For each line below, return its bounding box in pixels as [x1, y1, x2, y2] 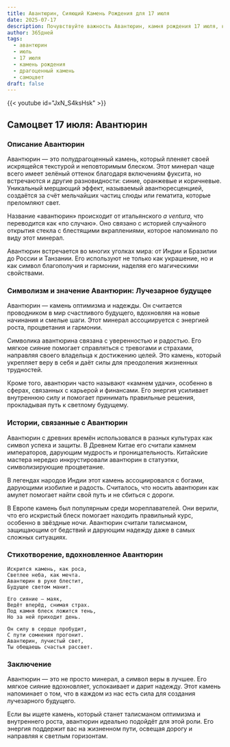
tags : [7, 36, 23, 42]
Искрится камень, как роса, [7, 565, 88, 572]
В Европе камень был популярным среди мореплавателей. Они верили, [7, 504, 219, 512]
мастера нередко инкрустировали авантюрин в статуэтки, [7, 455, 179, 463]
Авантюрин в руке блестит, [7, 577, 84, 585]
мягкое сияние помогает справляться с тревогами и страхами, [7, 344, 194, 352]
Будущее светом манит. [7, 583, 72, 590]
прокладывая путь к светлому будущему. [7, 401, 129, 409]
